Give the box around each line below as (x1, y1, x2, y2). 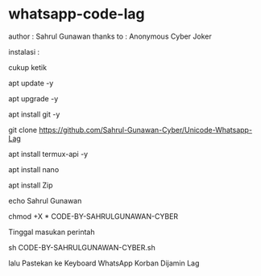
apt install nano (8, 164, 60, 174)
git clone (8, 125, 38, 134)
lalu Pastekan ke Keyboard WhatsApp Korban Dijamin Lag (8, 258, 200, 268)
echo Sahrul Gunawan (8, 196, 82, 205)
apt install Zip (8, 180, 53, 190)
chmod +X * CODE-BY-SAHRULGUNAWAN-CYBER (8, 211, 179, 221)
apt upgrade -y (8, 93, 59, 103)
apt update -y (8, 78, 54, 88)
